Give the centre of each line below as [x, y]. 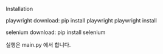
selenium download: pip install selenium [56, 32]
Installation [19, 9]
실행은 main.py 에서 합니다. [38, 45]
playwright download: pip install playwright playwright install [81, 20]
